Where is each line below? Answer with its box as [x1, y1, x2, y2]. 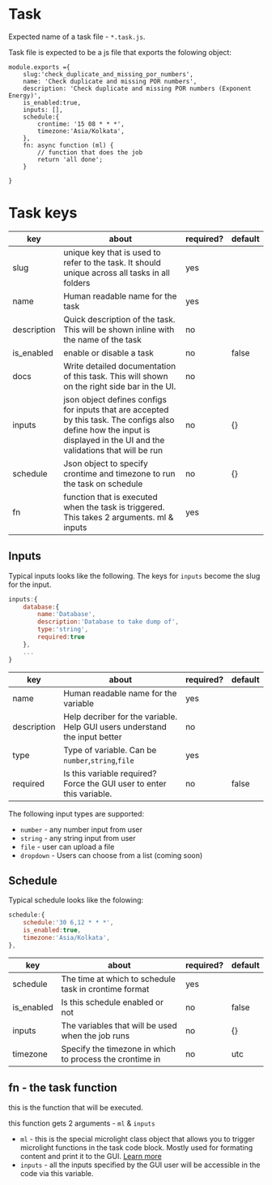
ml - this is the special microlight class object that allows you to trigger [19, 1134, 255, 1144]
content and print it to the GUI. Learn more [19, 1151, 162, 1161]
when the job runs [61, 1030, 130, 1041]
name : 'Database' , [37, 610, 96, 618]
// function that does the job [37, 148, 143, 157]
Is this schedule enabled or [61, 996, 164, 1007]
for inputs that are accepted [63, 403, 169, 415]
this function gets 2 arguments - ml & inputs [8, 1118, 155, 1128]
